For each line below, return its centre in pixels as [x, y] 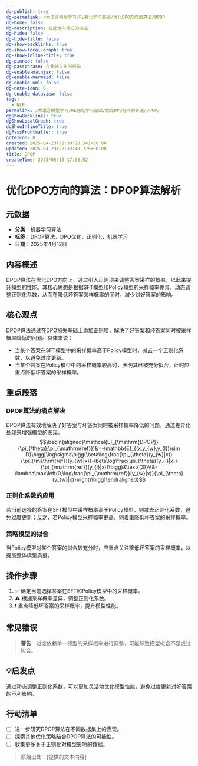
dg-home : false [25, 22]
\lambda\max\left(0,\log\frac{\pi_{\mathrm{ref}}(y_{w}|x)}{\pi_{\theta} [99, 473]
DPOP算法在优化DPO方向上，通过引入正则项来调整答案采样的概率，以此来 [96, 280]
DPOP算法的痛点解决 [36, 411]
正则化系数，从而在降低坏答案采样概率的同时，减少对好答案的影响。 [94, 295]
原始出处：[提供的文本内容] [54, 757]
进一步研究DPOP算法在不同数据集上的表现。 [68, 729]
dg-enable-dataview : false [39, 94]
